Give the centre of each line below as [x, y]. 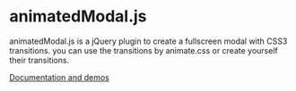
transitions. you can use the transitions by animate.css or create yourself [144, 50]
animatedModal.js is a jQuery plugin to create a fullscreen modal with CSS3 [148, 41]
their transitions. [39, 60]
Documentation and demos [59, 77]
